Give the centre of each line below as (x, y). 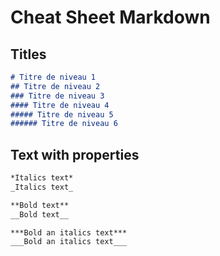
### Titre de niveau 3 (57, 96)
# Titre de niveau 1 (53, 77)
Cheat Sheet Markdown (110, 17)
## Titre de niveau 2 (55, 86)
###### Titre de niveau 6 (64, 124)
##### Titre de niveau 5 (62, 114)
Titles (28, 54)
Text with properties (75, 154)
